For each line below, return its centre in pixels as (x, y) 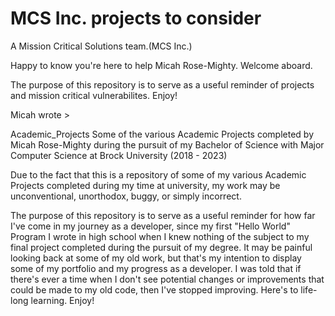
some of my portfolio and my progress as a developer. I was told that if (156, 268)
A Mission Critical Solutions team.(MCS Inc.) (101, 46)
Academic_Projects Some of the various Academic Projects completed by (162, 134)
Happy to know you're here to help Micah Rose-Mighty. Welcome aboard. (161, 65)
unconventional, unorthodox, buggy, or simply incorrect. (126, 196)
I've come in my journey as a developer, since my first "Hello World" (150, 226)
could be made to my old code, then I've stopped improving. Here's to (154, 289)
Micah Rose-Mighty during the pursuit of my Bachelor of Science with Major (167, 144)
